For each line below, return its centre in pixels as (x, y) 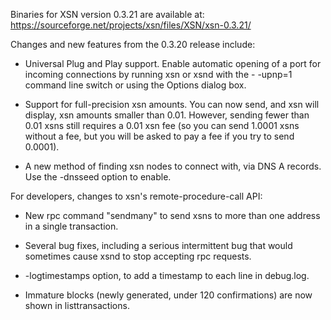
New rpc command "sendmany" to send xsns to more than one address (172, 215)
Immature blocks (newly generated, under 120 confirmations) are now (168, 295)
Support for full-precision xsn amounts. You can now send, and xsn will (172, 104)
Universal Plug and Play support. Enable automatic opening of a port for (173, 63)
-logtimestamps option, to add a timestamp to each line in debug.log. (167, 275)
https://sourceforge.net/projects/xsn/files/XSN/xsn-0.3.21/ (131, 25)
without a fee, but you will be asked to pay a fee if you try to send (159, 136)
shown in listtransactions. (77, 305)
